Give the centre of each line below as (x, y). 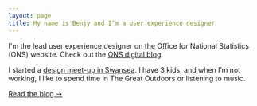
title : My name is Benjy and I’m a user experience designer (112, 23)
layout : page (30, 16)
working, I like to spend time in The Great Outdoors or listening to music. (127, 78)
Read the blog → (35, 93)
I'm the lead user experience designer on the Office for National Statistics (128, 45)
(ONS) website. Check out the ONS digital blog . (86, 54)
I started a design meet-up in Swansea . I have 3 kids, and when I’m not (125, 69)
